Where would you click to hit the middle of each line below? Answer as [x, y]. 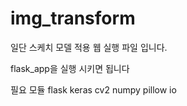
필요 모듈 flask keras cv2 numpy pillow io [93, 89]
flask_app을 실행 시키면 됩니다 [70, 68]
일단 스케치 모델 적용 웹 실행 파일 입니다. [89, 47]
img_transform [73, 18]
